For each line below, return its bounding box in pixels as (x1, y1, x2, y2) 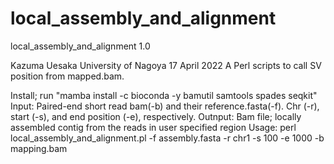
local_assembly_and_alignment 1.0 (10, 40, 151, 52)
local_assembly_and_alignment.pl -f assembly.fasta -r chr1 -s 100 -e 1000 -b (10, 132, 325, 144)
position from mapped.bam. (10, 70, 125, 82)
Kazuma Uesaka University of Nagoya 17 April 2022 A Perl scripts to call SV (10, 59, 322, 71)
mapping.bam (10, 142, 68, 154)
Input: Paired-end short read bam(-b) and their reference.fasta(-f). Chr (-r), (10, 100, 320, 112)
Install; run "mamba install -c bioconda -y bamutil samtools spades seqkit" (10, 89, 318, 101)
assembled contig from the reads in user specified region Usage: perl (10, 121, 297, 133)
